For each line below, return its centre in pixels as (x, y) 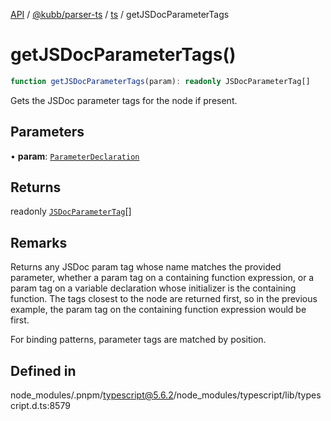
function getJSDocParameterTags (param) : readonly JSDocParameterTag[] (160, 81)
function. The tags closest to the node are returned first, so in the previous (164, 299)
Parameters (47, 132)
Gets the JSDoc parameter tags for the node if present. (124, 100)
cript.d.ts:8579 (40, 406)
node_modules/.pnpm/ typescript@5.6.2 (92, 395)
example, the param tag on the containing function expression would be (158, 310)
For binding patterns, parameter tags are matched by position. (138, 340)
